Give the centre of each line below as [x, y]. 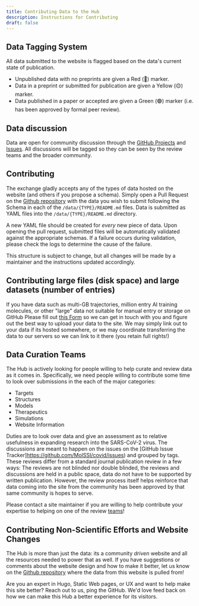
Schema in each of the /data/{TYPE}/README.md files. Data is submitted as [96, 207]
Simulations [29, 418]
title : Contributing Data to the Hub [53, 12]
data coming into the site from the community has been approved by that [96, 487]
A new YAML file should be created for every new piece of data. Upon [92, 225]
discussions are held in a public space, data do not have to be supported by [99, 474]
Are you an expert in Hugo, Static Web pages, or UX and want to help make [98, 584]
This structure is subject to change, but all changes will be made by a [91, 255]
